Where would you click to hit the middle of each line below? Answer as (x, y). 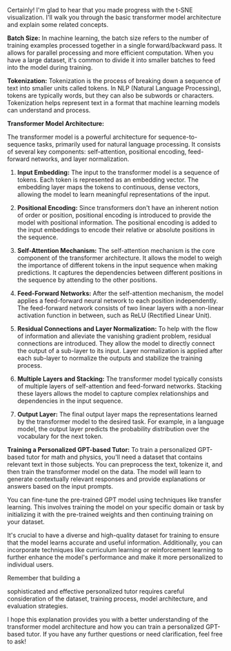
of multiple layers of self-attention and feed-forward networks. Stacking (119, 386)
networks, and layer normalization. (80, 159)
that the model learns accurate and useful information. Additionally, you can (115, 542)
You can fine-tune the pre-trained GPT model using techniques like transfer (114, 500)
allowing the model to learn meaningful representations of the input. (113, 194)
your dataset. (26, 522)
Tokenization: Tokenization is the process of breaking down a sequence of (114, 81)
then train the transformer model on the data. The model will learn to (104, 472)
